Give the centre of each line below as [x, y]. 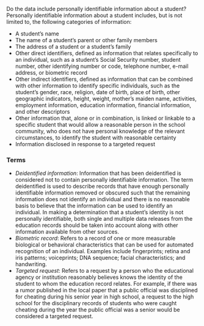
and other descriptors [42, 112]
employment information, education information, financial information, [103, 105]
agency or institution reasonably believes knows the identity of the [99, 277]
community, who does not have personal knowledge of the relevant [100, 131]
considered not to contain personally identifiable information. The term [104, 180]
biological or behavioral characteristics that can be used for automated [104, 245]
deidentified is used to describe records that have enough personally [102, 187]
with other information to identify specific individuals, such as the [97, 86]
